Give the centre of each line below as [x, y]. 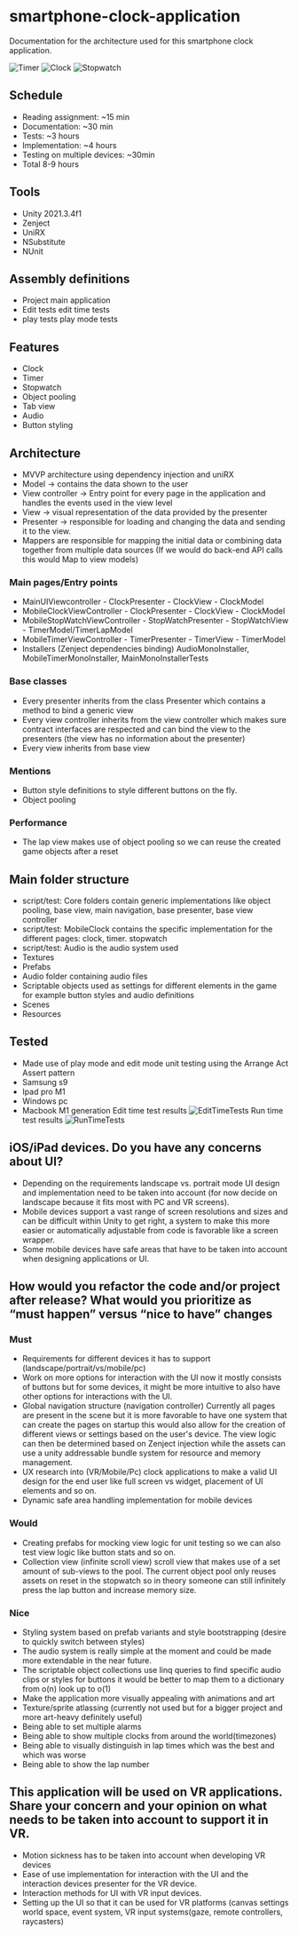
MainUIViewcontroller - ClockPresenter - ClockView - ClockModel [143, 602]
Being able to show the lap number [86, 1764]
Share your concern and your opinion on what [138, 1806]
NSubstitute [44, 242]
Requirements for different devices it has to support [116, 1359]
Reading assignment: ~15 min [76, 116]
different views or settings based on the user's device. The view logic [149, 1434]
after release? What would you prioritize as [130, 1301]
